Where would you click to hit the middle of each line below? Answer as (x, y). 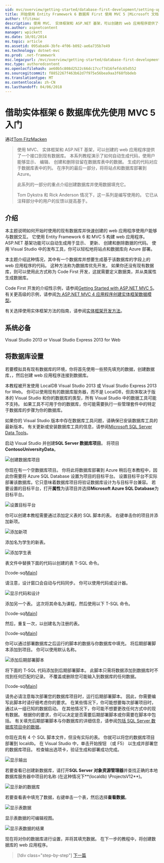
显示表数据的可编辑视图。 (31, 818)
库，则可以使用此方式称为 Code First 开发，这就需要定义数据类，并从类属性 (81, 272)
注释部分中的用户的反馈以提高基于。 (53, 201)
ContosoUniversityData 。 (32, 449)
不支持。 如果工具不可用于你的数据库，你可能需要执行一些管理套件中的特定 (81, 404)
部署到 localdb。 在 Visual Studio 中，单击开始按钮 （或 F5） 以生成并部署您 (82, 743)
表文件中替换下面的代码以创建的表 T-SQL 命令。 (53, 563)
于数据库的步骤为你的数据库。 (35, 410)
